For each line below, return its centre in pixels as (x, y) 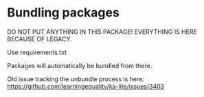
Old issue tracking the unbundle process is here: (76, 79)
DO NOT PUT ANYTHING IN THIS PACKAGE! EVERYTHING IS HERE (102, 32)
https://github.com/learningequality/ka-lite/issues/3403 (86, 86)
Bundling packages (64, 13)
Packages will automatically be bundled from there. (80, 65)
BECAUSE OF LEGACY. (39, 39)
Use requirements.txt (37, 52)
